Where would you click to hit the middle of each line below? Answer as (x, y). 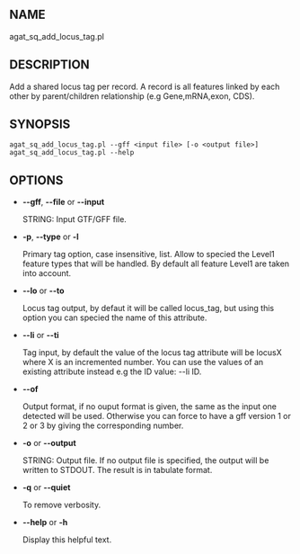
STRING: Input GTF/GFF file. (75, 219)
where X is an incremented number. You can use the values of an (143, 362)
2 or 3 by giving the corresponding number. (103, 425)
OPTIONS (36, 180)
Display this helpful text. (67, 540)
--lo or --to (43, 290)
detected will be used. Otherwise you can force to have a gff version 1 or (157, 416)
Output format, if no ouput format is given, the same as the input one (149, 407)
